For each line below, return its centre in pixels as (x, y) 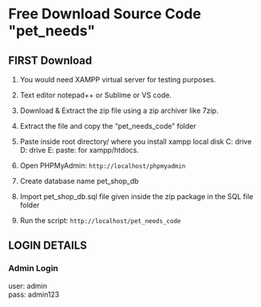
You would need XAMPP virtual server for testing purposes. (118, 80)
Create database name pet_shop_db (79, 181)
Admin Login (33, 269)
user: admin (28, 285)
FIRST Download (50, 60)
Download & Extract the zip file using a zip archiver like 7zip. (119, 110)
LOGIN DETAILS (48, 246)
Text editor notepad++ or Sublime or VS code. (95, 95)
